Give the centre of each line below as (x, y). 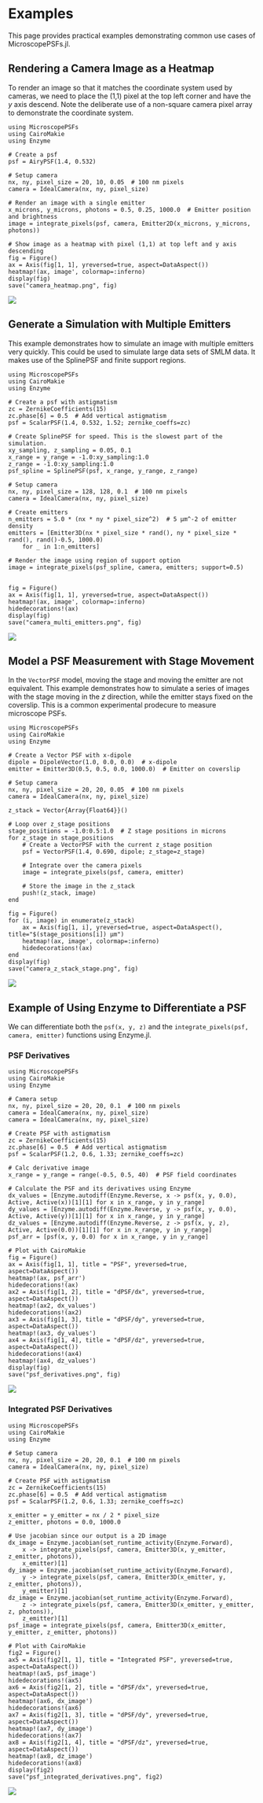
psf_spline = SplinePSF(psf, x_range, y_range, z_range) (103, 471)
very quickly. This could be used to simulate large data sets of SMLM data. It (132, 352)
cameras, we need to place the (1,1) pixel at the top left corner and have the (130, 96)
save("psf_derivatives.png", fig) (65, 1375)
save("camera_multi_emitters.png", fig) (75, 623)
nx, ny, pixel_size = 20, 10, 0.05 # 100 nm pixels (96, 182)
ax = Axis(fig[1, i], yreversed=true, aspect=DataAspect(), (122, 928)
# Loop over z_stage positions (59, 824)
